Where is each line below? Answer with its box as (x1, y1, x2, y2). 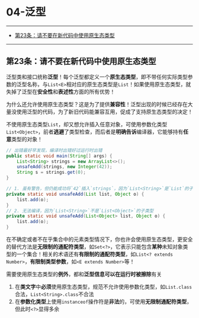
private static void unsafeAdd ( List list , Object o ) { (6, 191, 145, 197)
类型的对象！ (11, 135, 43, 142)
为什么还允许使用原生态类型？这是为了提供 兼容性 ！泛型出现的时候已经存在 (6, 100, 188, 107)
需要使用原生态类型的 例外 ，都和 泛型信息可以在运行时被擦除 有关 (6, 271, 162, 278)
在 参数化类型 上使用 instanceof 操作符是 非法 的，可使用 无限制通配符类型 (14, 298, 187, 305)
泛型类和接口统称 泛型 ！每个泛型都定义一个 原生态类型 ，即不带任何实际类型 (6, 73, 188, 80)
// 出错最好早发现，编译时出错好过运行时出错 (6, 147, 102, 153)
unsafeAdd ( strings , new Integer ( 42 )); (17, 164, 113, 170)
